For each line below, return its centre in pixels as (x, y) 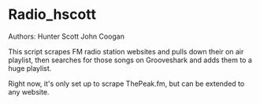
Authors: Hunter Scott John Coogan (66, 36)
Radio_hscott (52, 15)
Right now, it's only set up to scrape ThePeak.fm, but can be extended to (126, 84)
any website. (29, 91)
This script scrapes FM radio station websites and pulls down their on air (126, 51)
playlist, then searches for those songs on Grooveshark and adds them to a (130, 60)
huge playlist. (30, 68)
